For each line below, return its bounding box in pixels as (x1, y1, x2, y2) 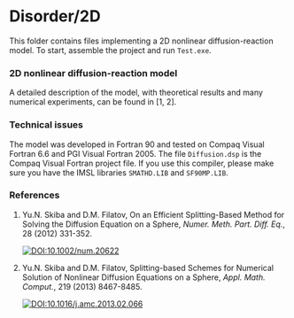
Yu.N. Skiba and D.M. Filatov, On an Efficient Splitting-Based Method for (21, 209, 285, 220)
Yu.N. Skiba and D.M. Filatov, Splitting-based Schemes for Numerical (21, 262, 275, 273)
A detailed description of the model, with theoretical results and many (9, 87, 264, 98)
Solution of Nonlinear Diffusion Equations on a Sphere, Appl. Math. (21, 272, 266, 283)
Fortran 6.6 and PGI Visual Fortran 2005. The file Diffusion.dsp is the (9, 148, 262, 159)
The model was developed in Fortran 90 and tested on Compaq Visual (9, 139, 265, 150)
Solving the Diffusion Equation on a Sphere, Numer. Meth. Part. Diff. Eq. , (21, 219, 286, 229)
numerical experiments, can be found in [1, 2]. (9, 97, 177, 107)
